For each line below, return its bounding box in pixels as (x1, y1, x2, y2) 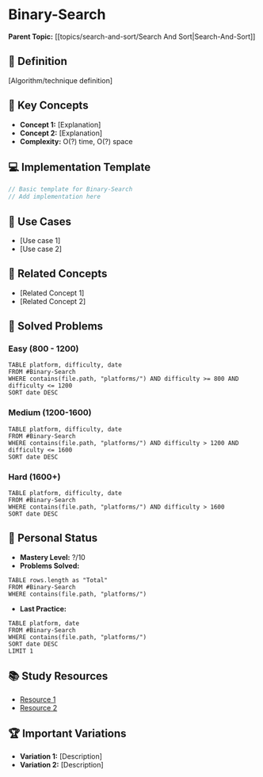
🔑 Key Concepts (8, 99, 89, 112)
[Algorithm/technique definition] (8, 75, 113, 85)
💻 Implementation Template (8, 160, 151, 173)
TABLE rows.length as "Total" (8, 576, 109, 584)
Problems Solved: (19, 561, 80, 570)
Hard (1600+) (8, 471, 61, 482)
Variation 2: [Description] (19, 760, 105, 770)
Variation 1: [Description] (19, 752, 103, 761)
